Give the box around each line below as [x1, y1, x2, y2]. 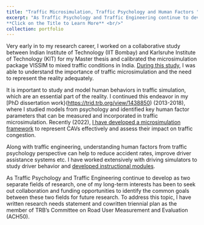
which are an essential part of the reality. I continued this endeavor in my [6, 93, 188, 100]
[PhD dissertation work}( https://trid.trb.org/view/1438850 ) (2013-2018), [6, 99, 186, 107]
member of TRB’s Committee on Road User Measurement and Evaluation [6, 207, 188, 214]
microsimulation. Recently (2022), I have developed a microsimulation [6, 119, 181, 126]
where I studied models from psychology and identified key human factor [6, 106, 190, 113]
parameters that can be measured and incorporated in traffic [6, 112, 158, 119]
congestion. [6, 132, 36, 139]
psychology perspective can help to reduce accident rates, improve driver [6, 150, 192, 157]
